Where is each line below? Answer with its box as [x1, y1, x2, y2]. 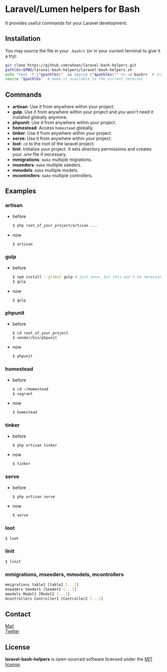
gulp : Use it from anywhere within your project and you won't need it [12, 109, 154, 115]
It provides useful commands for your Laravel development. [5, 20, 128, 26]
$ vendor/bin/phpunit [12, 335, 57, 340]
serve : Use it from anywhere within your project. [12, 136, 112, 142]
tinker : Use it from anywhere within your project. [12, 130, 112, 136]
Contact [5, 610, 31, 618]
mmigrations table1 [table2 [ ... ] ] [5, 582, 79, 587]
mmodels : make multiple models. [12, 167, 79, 173]
